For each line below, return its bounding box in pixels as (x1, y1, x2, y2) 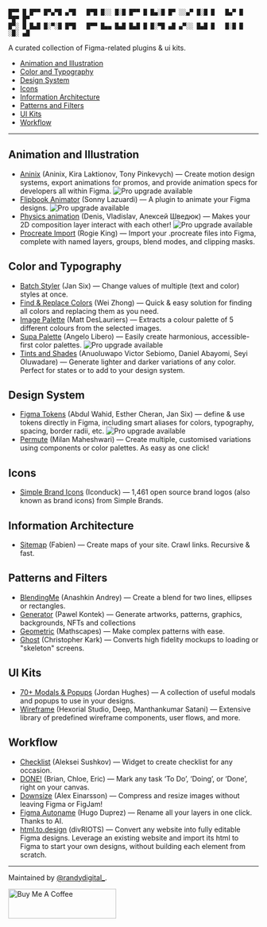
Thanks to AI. (19, 816, 64, 825)
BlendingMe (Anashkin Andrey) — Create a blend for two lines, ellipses (19, 592, 253, 602)
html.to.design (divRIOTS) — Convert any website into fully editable (19, 824, 241, 834)
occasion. (19, 765, 52, 775)
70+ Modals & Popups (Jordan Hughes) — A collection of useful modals (19, 687, 256, 696)
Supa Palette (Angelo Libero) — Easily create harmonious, (19, 332, 210, 341)
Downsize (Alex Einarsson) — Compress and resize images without (19, 790, 240, 800)
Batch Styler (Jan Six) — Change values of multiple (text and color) (19, 281, 240, 290)
